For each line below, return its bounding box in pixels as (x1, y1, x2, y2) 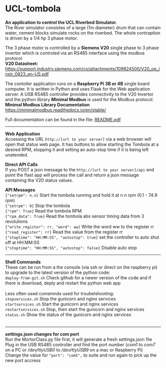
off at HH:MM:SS (5, 239, 40, 245)
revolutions (5, 218, 28, 224)
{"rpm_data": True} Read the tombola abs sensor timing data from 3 (5, 213, 144, 219)
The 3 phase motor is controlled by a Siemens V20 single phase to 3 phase (5, 45, 159, 51)
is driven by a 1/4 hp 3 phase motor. (5, 35, 78, 41)
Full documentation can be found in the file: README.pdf (5, 116, 121, 122)
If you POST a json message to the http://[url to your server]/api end (5, 166, 155, 172)
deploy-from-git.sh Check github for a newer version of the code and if (5, 274, 152, 280)
